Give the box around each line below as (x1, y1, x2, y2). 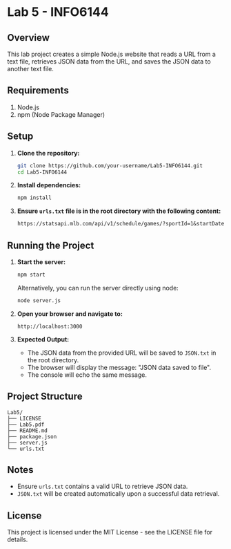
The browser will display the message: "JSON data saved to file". (27, 363, 212, 371)
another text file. (7, 65, 54, 73)
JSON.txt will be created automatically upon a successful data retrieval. (17, 490, 220, 498)
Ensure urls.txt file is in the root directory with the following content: (17, 207, 221, 215)
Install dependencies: (17, 181, 81, 189)
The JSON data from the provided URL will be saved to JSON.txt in (27, 348, 217, 357)
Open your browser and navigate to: (17, 309, 123, 318)
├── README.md (7, 427, 48, 434)
